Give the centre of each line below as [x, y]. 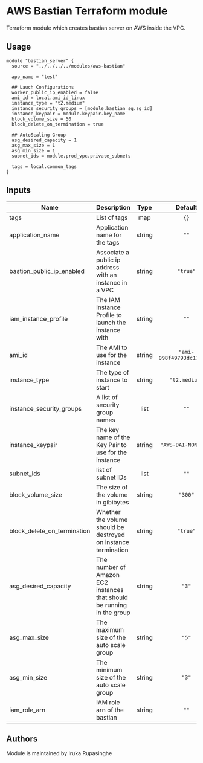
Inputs [19, 191]
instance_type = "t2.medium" [48, 103]
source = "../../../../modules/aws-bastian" [69, 66]
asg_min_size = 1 [34, 150]
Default [186, 207]
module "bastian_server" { [40, 61]
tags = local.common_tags [44, 166]
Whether [108, 512]
